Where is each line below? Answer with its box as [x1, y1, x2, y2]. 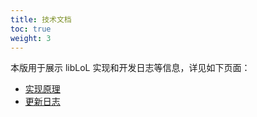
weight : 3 [10, 33, 52, 43]
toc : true [10, 24, 52, 34]
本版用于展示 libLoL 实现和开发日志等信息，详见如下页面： [10, 62, 251, 74]
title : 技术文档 [10, 14, 72, 25]
